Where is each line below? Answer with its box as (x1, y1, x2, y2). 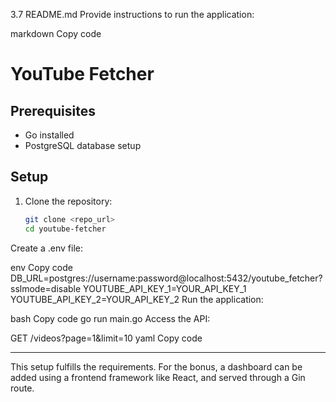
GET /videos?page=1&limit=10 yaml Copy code (10, 332, 203, 344)
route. (10, 382, 35, 394)
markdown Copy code (10, 28, 102, 39)
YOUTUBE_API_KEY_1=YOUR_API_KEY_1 (83, 282, 247, 294)
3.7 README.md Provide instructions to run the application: (10, 9, 255, 20)
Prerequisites (10, 102, 96, 119)
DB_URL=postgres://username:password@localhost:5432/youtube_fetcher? (10, 272, 323, 284)
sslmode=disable (10, 282, 82, 294)
